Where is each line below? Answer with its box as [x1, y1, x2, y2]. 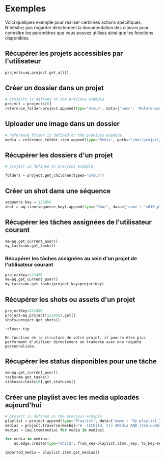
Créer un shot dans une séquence [5, 187, 111, 195]
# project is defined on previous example [5, 164, 93, 169]
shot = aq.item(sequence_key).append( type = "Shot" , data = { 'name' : [5, 204, 141, 209]
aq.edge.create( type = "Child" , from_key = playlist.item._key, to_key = [14, 441, 157, 446]
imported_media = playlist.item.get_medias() [5, 450, 100, 455]
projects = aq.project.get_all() [5, 70, 69, 75]
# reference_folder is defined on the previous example [5, 133, 122, 138]
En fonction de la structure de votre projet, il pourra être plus [5, 335, 146, 340]
